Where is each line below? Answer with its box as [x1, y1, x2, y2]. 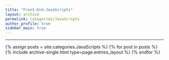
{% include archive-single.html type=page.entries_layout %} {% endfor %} [5, 49, 160, 55]
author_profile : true [5, 21, 51, 26]
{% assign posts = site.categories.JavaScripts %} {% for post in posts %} [5, 44, 158, 50]
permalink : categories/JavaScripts [5, 16, 80, 21]
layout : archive [5, 12, 39, 17]
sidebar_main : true [5, 26, 46, 31]
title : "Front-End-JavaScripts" [5, 7, 73, 12]
